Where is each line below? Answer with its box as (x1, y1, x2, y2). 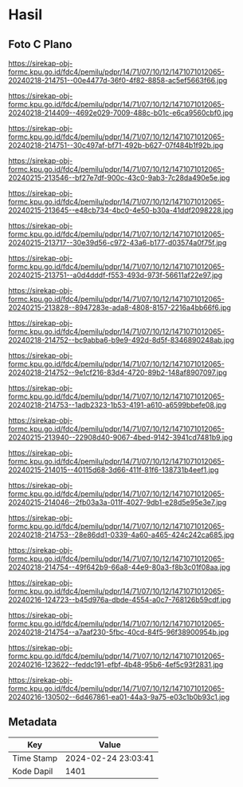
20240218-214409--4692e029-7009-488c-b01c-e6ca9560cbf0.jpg (8, 108, 233, 117)
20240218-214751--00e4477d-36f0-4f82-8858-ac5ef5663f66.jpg (8, 76, 228, 85)
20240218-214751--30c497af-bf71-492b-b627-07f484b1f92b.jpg (8, 141, 224, 149)
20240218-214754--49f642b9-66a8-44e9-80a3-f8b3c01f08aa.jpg (8, 562, 231, 572)
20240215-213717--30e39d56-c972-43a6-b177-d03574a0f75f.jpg (8, 238, 227, 247)
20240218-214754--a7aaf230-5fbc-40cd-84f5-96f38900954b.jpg (8, 627, 229, 637)
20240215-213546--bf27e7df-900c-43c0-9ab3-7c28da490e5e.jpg (8, 173, 230, 182)
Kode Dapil (12, 765, 53, 777)
